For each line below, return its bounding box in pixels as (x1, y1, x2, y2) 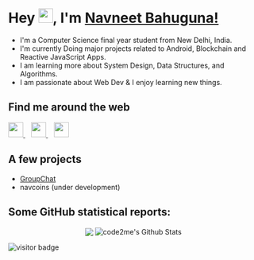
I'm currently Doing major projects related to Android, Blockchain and (19, 44, 247, 53)
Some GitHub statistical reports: (8, 205, 171, 219)
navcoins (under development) (19, 182, 121, 192)
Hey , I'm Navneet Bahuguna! (8, 9, 219, 27)
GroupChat (19, 173, 56, 183)
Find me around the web (8, 100, 131, 114)
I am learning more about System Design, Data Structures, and (19, 60, 225, 70)
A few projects (8, 153, 82, 166)
